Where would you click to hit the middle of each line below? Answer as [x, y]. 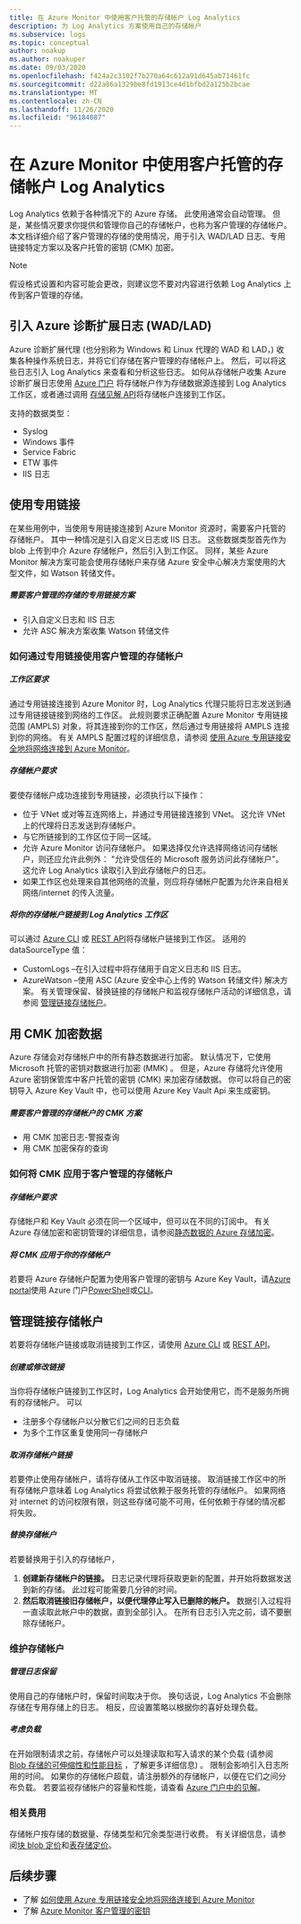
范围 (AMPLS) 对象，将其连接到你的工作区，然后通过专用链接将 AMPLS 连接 [150, 726]
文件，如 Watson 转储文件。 [69, 573]
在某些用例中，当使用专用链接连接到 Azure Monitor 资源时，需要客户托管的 [148, 528]
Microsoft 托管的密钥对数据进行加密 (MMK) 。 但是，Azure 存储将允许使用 [146, 1068]
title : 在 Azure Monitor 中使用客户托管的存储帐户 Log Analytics [125, 17]
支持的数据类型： [41, 413]
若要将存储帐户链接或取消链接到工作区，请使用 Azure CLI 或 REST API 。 [142, 1344]
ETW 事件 [40, 462]
